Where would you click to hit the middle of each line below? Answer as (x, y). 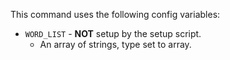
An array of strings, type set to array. (115, 44)
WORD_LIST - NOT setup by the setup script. (113, 33)
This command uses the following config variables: (115, 14)
